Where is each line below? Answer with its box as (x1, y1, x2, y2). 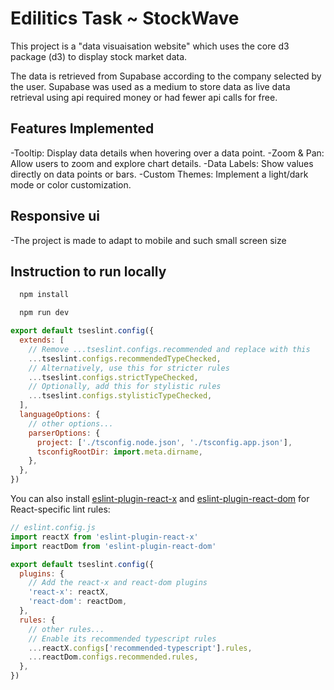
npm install (19, 290, 70, 300)
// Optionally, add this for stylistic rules (28, 382, 222, 392)
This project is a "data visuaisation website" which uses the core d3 (10, 40, 290, 52)
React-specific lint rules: (10, 503, 111, 515)
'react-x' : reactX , (28, 587, 110, 597)
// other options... (28, 418, 114, 429)
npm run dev (19, 308, 70, 318)
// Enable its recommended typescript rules (28, 633, 217, 644)
